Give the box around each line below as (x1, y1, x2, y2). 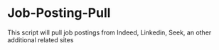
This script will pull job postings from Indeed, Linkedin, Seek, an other (7, 28, 212, 37)
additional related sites (7, 35, 74, 44)
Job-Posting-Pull (7, 5, 111, 21)
